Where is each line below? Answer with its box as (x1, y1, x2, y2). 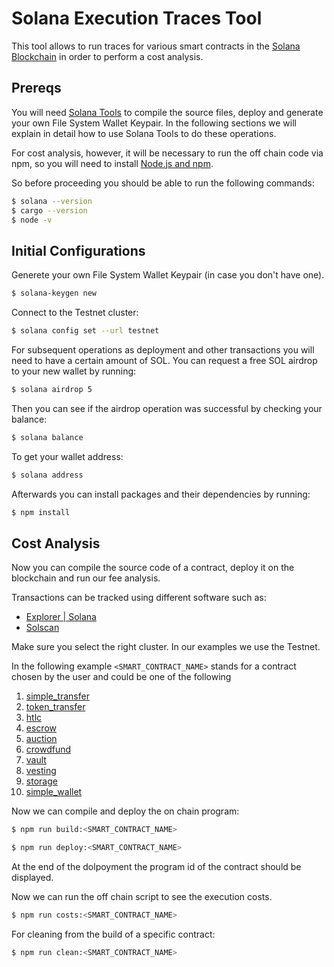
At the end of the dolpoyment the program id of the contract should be (11, 861, 302, 872)
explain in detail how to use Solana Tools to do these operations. (11, 127, 277, 139)
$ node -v (11, 215, 53, 225)
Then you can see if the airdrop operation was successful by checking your (11, 402, 323, 414)
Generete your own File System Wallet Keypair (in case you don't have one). (11, 269, 325, 281)
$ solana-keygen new (11, 288, 98, 299)
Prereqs (11, 80, 62, 97)
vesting (25, 765, 57, 777)
